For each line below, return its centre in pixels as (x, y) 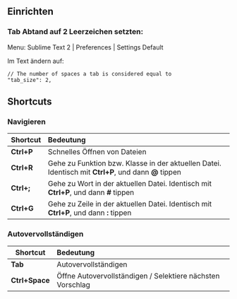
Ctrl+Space (31, 280)
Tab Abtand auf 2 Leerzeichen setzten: (75, 32)
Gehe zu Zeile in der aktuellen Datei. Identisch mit (130, 204)
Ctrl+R (22, 168)
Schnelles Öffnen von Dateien (97, 152)
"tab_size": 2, (30, 80)
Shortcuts (30, 102)
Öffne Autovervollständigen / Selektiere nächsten (138, 276)
